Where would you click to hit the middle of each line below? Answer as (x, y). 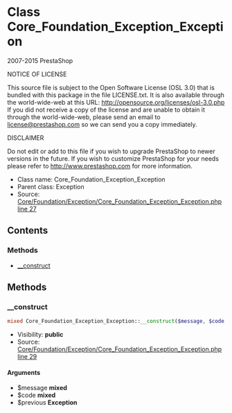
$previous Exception (47, 403)
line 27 (27, 209)
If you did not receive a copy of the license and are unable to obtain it (106, 109)
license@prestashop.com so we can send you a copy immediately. (102, 124)
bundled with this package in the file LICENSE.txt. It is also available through (116, 95)
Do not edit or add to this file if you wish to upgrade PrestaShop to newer (111, 151)
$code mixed (36, 395)
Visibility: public (40, 335)
